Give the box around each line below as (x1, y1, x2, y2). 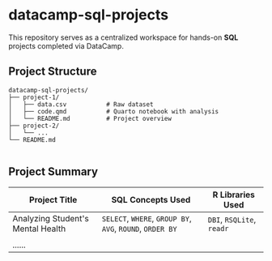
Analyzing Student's (12, 212, 89, 224)
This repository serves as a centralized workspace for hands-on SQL (8, 32, 239, 42)
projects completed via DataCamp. (8, 41, 124, 50)
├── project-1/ (8, 93, 60, 101)
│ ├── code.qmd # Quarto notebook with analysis (8, 107, 219, 115)
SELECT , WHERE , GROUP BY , (101, 212, 192, 224)
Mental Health (12, 223, 66, 234)
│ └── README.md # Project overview (8, 114, 172, 122)
